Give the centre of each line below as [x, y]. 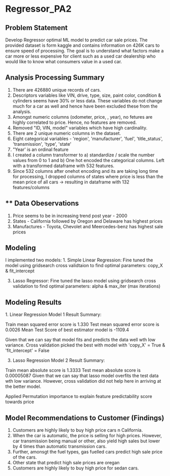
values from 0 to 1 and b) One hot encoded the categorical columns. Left [89, 160]
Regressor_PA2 [39, 9]
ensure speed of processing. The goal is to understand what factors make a [84, 51]
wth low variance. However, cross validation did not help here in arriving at [83, 381]
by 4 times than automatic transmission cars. [60, 446]
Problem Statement [37, 28]
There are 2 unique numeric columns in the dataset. [67, 133]
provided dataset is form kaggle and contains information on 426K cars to [82, 45]
